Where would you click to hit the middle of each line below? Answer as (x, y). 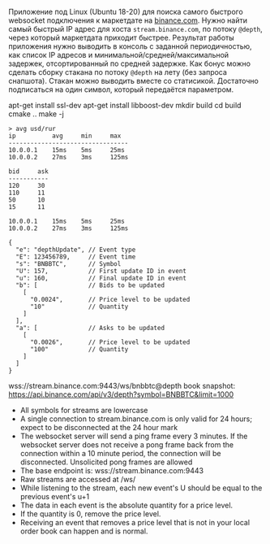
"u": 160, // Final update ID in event (101, 278)
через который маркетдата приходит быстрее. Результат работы (122, 37)
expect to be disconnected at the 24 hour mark (99, 427)
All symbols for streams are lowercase (84, 410)
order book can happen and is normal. (84, 531)
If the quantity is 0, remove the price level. (90, 514)
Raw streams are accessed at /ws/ (78, 479)
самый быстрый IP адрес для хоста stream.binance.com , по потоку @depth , (135, 29)
